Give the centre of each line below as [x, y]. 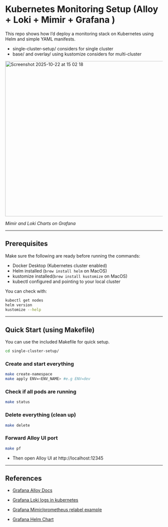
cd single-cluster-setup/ [32, 351]
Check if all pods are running [41, 392]
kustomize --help [23, 309]
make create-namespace [29, 374]
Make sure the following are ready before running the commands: [73, 255]
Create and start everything [39, 363]
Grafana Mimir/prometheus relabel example [57, 510]
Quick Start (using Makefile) [50, 330]
